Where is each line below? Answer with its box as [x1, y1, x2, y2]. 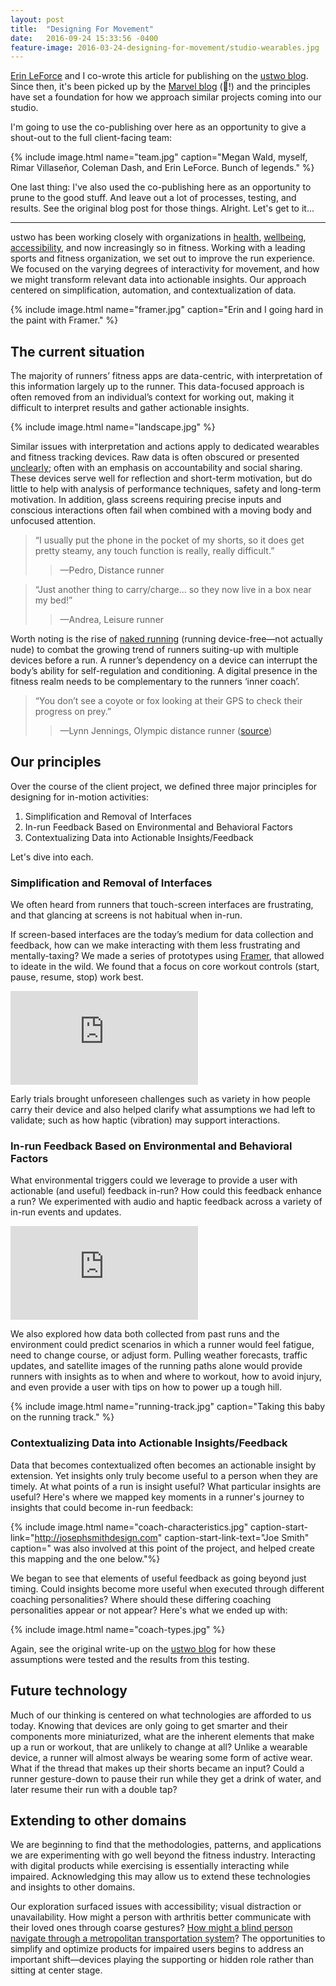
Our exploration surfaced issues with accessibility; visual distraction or [10, 1901, 302, 1913]
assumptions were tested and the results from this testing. [10, 1653, 250, 1665]
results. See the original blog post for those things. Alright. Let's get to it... [10, 202, 315, 215]
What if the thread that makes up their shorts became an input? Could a [10, 1762, 305, 1774]
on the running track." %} [10, 1411, 115, 1423]
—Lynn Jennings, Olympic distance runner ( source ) [59, 725, 273, 737]
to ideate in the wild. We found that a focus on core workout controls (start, [10, 961, 320, 973]
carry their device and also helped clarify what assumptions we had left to [10, 1104, 316, 1116]
